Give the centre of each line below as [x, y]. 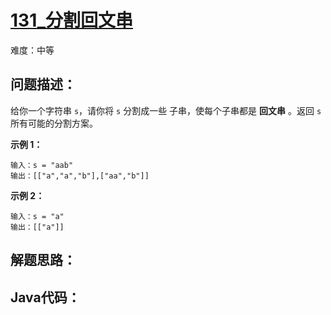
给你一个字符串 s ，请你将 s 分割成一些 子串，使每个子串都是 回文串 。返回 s [166, 110]
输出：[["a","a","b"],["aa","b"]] [80, 176]
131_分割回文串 [72, 20]
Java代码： [45, 297]
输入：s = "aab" [42, 165]
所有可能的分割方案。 [54, 123]
